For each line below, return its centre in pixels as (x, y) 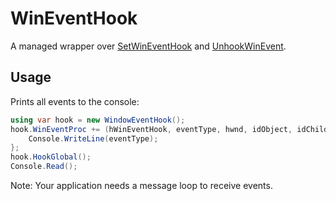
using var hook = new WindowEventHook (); (98, 120)
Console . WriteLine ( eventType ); (93, 138)
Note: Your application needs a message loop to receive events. (141, 185)
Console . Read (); (44, 167)
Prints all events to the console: (75, 101)
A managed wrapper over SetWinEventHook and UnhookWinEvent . (148, 46)
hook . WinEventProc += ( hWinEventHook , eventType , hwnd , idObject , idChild (169, 129)
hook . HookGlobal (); (51, 157)
